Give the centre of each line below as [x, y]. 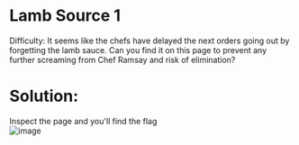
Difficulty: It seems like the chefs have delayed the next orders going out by [149, 41]
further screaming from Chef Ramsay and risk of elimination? [122, 59]
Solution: [44, 96]
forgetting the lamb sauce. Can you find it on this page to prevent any [138, 50]
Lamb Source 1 [65, 16]
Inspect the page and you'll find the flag [83, 121]
